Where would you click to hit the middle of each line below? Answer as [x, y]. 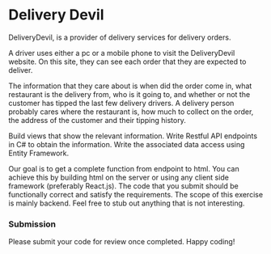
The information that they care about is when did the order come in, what [130, 86]
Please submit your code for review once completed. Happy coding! [122, 242]
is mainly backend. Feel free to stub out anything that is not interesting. [127, 203]
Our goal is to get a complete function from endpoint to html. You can [124, 168]
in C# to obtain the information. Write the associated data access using [127, 144]
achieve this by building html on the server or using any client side [119, 177]
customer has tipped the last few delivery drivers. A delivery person [121, 103]
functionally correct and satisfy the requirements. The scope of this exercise [136, 194]
